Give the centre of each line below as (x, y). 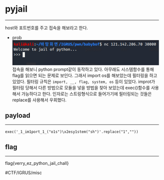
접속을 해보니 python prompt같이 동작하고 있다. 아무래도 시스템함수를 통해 (83, 69)
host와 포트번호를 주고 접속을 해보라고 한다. (47, 27)
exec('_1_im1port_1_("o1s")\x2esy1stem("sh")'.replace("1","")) (72, 132)
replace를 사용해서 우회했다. (39, 100)
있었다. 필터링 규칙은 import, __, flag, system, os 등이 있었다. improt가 (83, 81)
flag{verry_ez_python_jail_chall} (37, 163)
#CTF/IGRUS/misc (24, 173)
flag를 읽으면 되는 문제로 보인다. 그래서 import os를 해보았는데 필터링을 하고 (85, 75)
